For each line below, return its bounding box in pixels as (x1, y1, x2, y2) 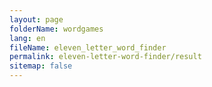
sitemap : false (9, 61, 73, 71)
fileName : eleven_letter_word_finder (9, 42, 167, 53)
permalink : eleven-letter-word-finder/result (9, 52, 202, 62)
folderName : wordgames (9, 24, 104, 34)
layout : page (9, 14, 64, 25)
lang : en (9, 33, 46, 43)
